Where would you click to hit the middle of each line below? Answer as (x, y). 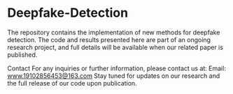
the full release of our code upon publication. (72, 83)
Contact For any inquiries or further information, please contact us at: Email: (116, 68)
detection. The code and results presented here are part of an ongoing (109, 39)
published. (22, 55)
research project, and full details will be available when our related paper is (115, 47)
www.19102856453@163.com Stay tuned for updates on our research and (114, 76)
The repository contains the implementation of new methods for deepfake (114, 32)
